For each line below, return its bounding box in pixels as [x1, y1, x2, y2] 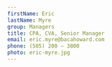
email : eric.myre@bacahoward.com [7, 36, 105, 43]
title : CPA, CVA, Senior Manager [7, 29, 105, 37]
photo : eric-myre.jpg [7, 50, 71, 57]
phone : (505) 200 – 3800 [7, 43, 80, 50]
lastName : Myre [7, 17, 52, 24]
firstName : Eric [7, 10, 55, 17]
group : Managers [7, 23, 55, 30]
